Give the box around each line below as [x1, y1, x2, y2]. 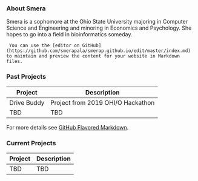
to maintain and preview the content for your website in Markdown [6, 53, 180, 59]
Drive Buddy [9, 98, 45, 107]
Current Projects [6, 139, 56, 147]
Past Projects [6, 73, 47, 81]
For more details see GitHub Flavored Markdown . [6, 123, 129, 131]
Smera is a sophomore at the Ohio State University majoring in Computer [6, 18, 188, 25]
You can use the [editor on [8, 42, 80, 49]
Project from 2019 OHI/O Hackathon [50, 98, 155, 107]
